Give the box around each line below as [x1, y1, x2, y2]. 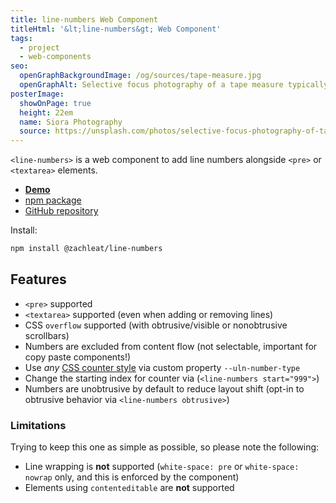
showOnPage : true [19, 98, 92, 108]
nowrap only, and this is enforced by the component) [24, 471, 240, 483]
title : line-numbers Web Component [10, 14, 159, 25]
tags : [10, 33, 33, 43]
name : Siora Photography [19, 117, 123, 127]
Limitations [10, 418, 67, 432]
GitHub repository [24, 205, 99, 217]
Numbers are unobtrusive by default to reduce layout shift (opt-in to [24, 382, 305, 395]
